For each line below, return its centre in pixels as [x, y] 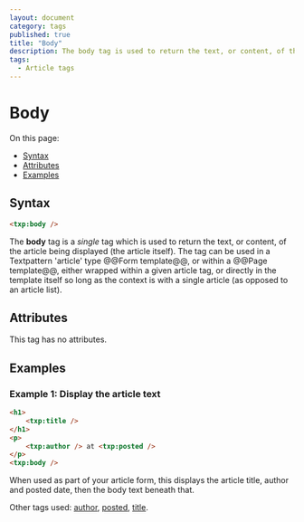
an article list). [36, 289]
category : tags [38, 26]
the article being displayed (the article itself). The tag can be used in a [140, 251]
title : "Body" [36, 43]
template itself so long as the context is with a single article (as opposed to [149, 280]
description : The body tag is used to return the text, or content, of [147, 52]
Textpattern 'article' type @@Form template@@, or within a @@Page [138, 261]
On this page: [34, 138]
